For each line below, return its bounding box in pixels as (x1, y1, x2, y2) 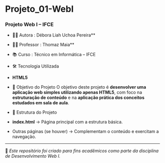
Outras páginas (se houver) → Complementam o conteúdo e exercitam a (12, 129, 159, 134)
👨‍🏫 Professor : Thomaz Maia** (12, 42, 75, 48)
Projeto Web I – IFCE (5, 21, 54, 28)
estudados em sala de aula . (12, 100, 70, 106)
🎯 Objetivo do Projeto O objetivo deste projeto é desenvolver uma (12, 84, 146, 90)
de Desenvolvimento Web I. (5, 153, 60, 159)
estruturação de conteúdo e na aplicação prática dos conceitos (12, 95, 145, 100)
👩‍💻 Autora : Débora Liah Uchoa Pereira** (12, 32, 96, 38)
